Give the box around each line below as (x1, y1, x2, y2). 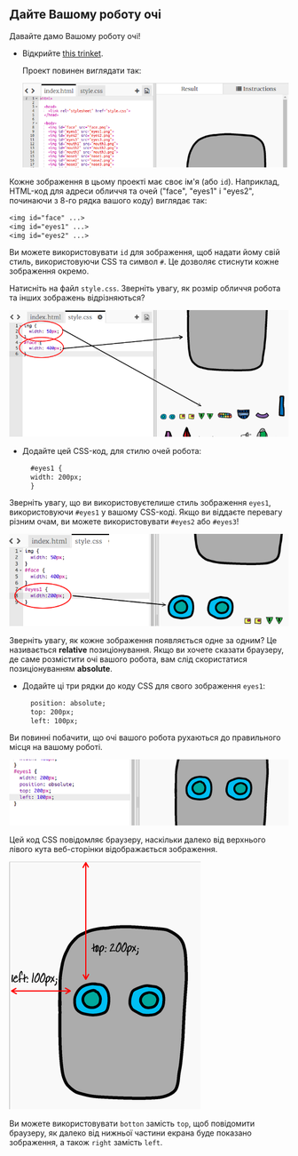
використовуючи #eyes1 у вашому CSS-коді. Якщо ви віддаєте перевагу (9, 506, 283, 517)
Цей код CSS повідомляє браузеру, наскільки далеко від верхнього (9, 834, 266, 845)
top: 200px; (30, 707, 74, 716)
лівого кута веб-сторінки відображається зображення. (9, 843, 218, 854)
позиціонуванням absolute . (9, 663, 113, 674)
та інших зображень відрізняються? (9, 292, 145, 303)
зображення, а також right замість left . (9, 1136, 163, 1147)
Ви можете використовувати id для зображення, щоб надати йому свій (9, 246, 281, 257)
